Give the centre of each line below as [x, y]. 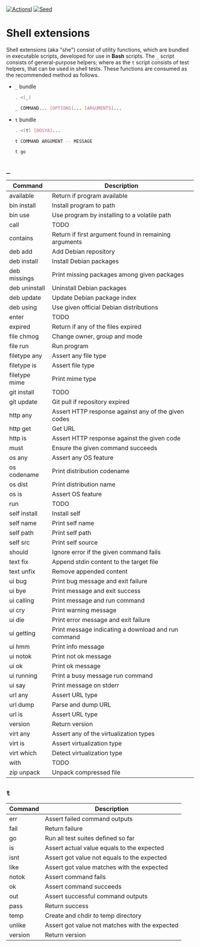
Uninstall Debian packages [89, 288]
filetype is [23, 365]
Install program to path [84, 205]
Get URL [64, 429]
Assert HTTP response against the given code [116, 439]
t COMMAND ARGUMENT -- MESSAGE [54, 141]
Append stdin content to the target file [105, 562]
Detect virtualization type [87, 753]
